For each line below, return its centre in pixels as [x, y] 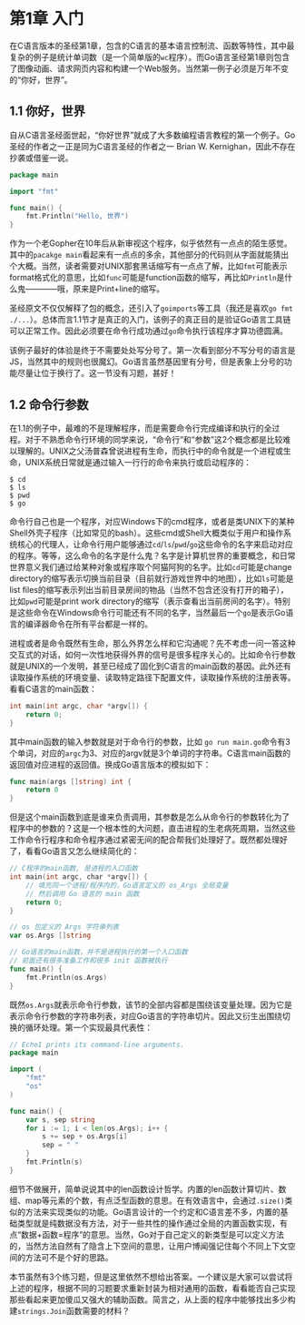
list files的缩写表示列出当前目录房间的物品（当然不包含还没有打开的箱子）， [149, 589]
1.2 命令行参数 [49, 405]
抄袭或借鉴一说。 [41, 158]
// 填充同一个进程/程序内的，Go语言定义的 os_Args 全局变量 [127, 885]
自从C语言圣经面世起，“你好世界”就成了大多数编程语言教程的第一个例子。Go [152, 135]
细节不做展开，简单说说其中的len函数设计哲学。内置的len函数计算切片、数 [148, 1188]
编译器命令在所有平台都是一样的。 [89, 624]
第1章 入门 [47, 19]
